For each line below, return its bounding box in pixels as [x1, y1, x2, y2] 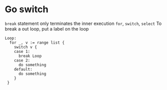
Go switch [5, 4, 49, 15]
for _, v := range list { [9, 40, 65, 45]
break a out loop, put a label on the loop [5, 25, 89, 32]
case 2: [14, 57, 30, 63]
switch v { [14, 44, 37, 49]
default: [14, 67, 33, 72]
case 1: [14, 49, 30, 54]
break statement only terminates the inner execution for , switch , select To [5, 20, 162, 26]
